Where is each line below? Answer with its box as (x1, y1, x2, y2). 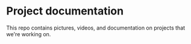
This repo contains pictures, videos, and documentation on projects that (6, 24, 186, 31)
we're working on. (6, 30, 51, 37)
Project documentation (6, 4, 124, 18)
